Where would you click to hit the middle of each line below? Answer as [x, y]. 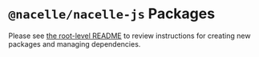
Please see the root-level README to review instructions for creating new [129, 36]
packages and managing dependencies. [75, 44]
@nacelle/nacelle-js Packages [111, 14]
